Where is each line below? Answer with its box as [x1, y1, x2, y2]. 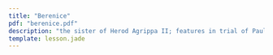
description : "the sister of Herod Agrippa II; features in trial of [8, 27, 249, 35]
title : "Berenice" [8, 11, 71, 20]
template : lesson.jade [8, 34, 85, 43]
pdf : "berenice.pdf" [8, 19, 79, 27]
